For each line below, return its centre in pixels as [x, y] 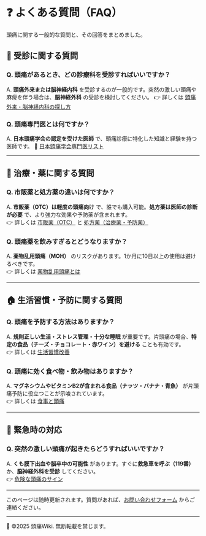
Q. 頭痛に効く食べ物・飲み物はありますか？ [70, 371]
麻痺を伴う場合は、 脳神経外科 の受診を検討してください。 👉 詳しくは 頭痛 [101, 97]
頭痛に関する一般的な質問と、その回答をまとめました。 [76, 34]
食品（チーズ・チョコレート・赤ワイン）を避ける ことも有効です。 [101, 344]
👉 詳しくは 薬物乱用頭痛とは [44, 271]
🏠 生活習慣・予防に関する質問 [64, 301]
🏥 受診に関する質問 [42, 56]
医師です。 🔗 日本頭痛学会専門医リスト [55, 146]
